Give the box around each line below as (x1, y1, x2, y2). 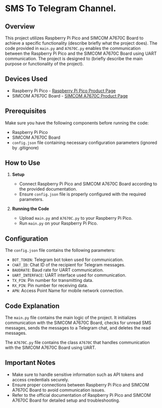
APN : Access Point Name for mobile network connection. (12, 288, 124, 294)
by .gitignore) (12, 145, 39, 150)
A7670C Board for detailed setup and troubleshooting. (12, 397, 120, 403)
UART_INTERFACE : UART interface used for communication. (12, 272, 127, 278)
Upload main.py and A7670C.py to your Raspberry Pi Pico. (19, 215, 133, 221)
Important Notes (5, 359, 56, 367)
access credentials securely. (12, 376, 69, 382)
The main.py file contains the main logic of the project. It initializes (5, 315, 136, 321)
